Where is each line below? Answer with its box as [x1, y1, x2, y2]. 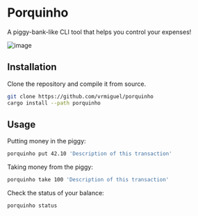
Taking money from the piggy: [7, 163, 94, 171]
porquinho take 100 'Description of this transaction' [7, 177, 170, 183]
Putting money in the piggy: [7, 137, 86, 145]
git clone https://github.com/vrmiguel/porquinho [7, 93, 154, 100]
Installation [7, 61, 57, 73]
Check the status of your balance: [7, 189, 104, 197]
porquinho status [7, 202, 58, 209]
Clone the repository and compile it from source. [7, 80, 147, 88]
